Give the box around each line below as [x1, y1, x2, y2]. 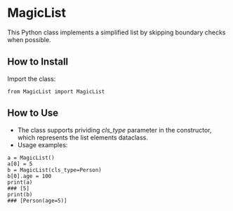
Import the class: [7, 74, 56, 83]
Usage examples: [17, 140, 68, 149]
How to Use [7, 107, 59, 119]
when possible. [7, 35, 51, 43]
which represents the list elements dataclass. [17, 133, 149, 142]
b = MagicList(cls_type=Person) [7, 166, 102, 173]
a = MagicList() [7, 154, 55, 161]
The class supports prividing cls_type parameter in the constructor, [17, 125, 212, 134]
